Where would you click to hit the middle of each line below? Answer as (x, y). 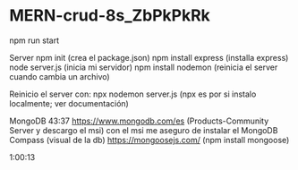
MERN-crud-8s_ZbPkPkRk (110, 16)
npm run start (34, 40)
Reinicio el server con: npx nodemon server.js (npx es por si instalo (133, 94)
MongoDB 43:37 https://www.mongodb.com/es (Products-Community (139, 121)
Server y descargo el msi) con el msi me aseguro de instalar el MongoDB (144, 130)
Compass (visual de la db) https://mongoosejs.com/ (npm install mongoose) (149, 140)
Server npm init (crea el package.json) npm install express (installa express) (149, 57)
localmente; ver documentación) (69, 103)
